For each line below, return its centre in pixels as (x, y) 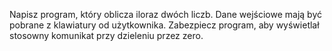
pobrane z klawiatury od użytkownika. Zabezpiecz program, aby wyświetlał (164, 25)
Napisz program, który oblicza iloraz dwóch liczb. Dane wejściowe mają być (166, 14)
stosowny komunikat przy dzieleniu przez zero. (106, 35)
